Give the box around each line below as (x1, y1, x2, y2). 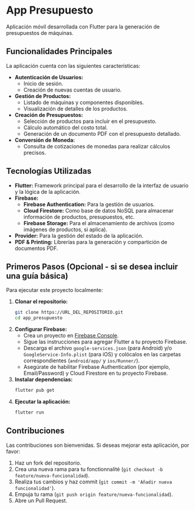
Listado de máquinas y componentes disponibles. (23, 99, 144, 106)
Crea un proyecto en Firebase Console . (23, 332, 119, 339)
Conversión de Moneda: (14, 137, 75, 144)
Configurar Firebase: (14, 326, 67, 333)
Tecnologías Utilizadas (6, 166, 92, 176)
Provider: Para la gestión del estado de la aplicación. (14, 232, 144, 239)
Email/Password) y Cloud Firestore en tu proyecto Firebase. (23, 370, 168, 377)
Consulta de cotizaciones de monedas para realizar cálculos (23, 142, 171, 150)
